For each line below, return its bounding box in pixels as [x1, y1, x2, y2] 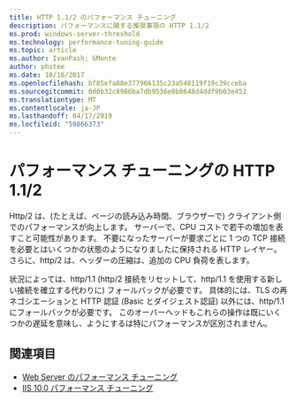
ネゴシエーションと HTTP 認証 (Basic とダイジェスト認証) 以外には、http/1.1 [9, 296, 285, 306]
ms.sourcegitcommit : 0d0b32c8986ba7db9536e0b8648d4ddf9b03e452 [9, 87, 247, 96]
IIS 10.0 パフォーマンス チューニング [21, 382, 154, 393]
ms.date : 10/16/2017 [9, 71, 86, 80]
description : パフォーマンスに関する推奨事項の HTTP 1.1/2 [9, 21, 209, 30]
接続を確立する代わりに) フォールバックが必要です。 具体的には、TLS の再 [16, 284, 288, 295]
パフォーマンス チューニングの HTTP [9, 161, 276, 181]
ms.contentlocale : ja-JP [9, 104, 101, 112]
